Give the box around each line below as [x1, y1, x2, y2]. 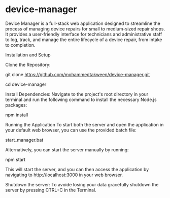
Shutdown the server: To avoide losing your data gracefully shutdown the [5, 181, 159, 187]
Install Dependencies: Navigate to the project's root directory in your [5, 91, 149, 97]
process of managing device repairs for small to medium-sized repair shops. [5, 25, 165, 31]
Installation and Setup [5, 52, 51, 58]
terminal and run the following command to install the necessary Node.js [5, 96, 157, 103]
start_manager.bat [5, 137, 44, 143]
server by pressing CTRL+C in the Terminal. [5, 187, 96, 193]
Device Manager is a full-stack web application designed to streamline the [5, 20, 161, 26]
